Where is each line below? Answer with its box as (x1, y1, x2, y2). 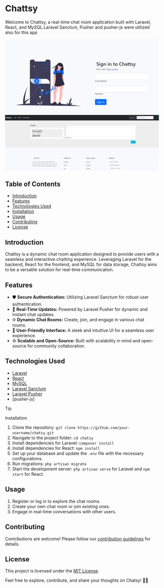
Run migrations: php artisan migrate (12, 461, 87, 466)
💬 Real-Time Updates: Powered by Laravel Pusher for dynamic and (12, 306, 148, 313)
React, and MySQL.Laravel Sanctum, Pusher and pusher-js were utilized (5, 24, 150, 30)
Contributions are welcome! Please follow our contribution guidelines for (5, 536, 151, 542)
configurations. (12, 455, 43, 462)
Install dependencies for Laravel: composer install (12, 440, 114, 446)
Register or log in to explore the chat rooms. (12, 498, 101, 504)
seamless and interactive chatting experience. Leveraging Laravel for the (5, 256, 152, 262)
